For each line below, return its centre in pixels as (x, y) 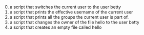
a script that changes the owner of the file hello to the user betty (74, 22)
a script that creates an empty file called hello (56, 27)
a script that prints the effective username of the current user (71, 12)
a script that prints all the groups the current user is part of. (69, 17)
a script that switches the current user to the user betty (65, 7)
